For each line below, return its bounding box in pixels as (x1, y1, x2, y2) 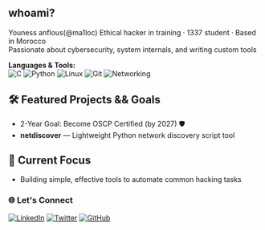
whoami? (8, 6, 55, 20)
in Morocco (8, 36, 47, 46)
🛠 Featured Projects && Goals (8, 93, 161, 107)
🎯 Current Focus (8, 154, 92, 167)
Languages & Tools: (8, 60, 76, 70)
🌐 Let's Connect (8, 195, 74, 206)
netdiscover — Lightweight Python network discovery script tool (19, 130, 235, 139)
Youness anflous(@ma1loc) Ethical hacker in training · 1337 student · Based (8, 27, 257, 37)
